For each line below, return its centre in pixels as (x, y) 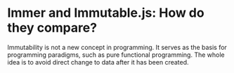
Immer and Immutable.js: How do (106, 13)
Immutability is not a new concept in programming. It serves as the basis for (117, 47)
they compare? (52, 28)
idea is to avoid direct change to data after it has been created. (98, 62)
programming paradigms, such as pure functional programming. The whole (116, 55)
